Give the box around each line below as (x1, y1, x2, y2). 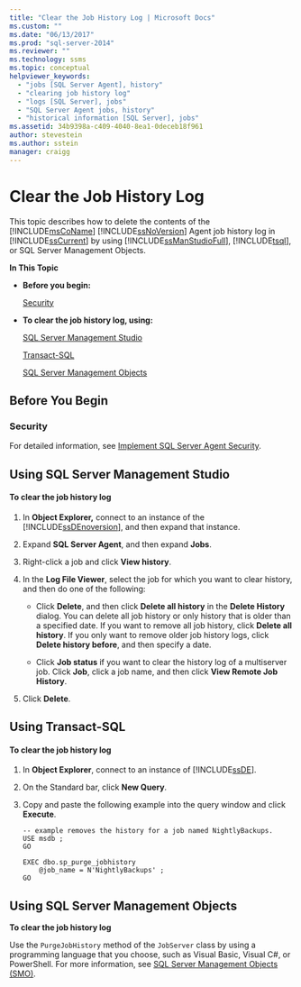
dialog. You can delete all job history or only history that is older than (35, 610, 291, 621)
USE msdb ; (22, 835, 64, 844)
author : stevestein (9, 131, 83, 140)
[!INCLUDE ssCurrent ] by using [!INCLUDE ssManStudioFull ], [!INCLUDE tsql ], (9, 235, 292, 246)
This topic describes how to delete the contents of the (9, 215, 210, 226)
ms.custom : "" (9, 22, 63, 31)
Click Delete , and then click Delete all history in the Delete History (35, 600, 286, 611)
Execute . (22, 809, 57, 820)
